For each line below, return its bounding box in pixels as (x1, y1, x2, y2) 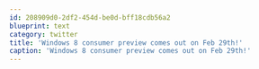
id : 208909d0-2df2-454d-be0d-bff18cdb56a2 (9, 13, 171, 22)
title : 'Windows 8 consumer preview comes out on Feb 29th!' (9, 38, 244, 47)
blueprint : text (9, 22, 70, 30)
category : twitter (9, 30, 78, 39)
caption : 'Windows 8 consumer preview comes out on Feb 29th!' (9, 47, 252, 56)
